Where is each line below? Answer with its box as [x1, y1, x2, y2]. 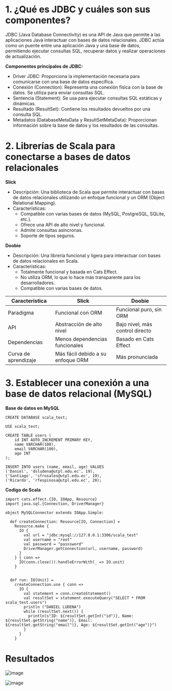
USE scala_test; [5, 424, 40, 429]
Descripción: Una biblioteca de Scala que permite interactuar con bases [12, 189, 165, 195]
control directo [116, 327, 152, 334]
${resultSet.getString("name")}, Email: [5, 618, 93, 623]
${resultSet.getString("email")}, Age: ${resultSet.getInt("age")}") [5, 622, 157, 627]
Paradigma [8, 309, 34, 316]
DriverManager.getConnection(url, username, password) [24, 546, 143, 551]
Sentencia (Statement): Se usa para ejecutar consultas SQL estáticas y [12, 95, 162, 101]
